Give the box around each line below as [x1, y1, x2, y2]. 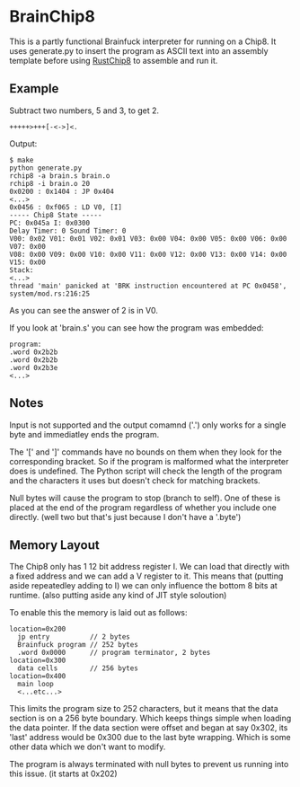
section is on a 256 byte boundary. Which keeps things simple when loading [9, 712, 292, 724]
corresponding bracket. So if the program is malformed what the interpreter [9, 455, 289, 466]
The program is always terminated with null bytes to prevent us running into [9, 759, 289, 770]
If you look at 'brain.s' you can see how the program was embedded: [9, 322, 264, 333]
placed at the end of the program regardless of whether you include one [9, 501, 277, 513]
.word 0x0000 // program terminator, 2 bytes [17, 649, 211, 658]
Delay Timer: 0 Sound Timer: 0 [9, 226, 127, 235]
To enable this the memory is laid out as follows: [9, 607, 188, 618]
